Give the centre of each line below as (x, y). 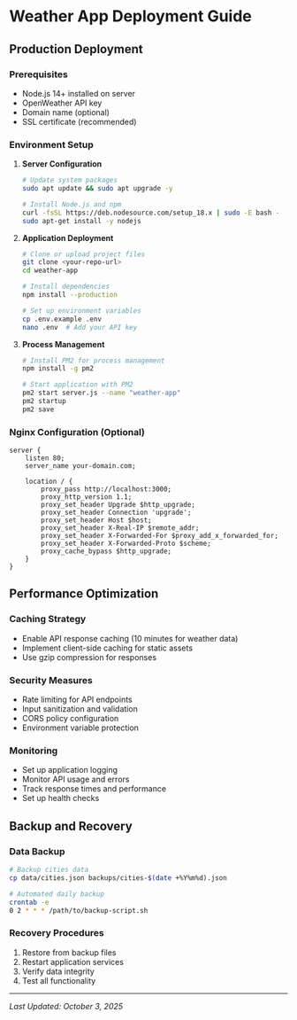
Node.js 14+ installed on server (78, 93)
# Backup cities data (49, 870)
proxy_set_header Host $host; (96, 520)
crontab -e (29, 902)
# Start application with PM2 (78, 385)
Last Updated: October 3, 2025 (66, 1006)
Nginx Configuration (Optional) (77, 432)
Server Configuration (62, 164)
